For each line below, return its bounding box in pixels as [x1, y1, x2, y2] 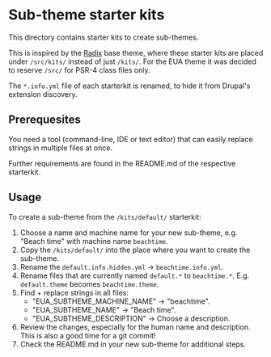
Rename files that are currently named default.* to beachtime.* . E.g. [19, 271, 250, 280]
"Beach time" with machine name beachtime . [19, 236, 168, 246]
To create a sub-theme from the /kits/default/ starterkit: [8, 212, 201, 221]
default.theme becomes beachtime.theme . [19, 279, 159, 288]
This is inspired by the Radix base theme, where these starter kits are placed [8, 48, 264, 57]
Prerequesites [8, 113, 81, 127]
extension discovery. [8, 89, 78, 99]
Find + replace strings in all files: [19, 288, 129, 297]
